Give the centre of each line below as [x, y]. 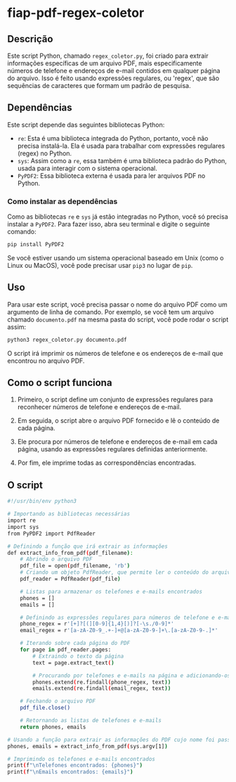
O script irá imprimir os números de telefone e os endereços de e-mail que [115, 353]
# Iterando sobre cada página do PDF [75, 643]
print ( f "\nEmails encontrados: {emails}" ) [70, 772]
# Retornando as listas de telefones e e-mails [91, 721]
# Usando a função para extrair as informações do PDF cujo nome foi [111, 740]
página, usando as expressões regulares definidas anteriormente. [112, 449]
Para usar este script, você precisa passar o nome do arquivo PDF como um [117, 305]
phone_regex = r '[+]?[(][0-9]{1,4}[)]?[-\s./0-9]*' [97, 624]
